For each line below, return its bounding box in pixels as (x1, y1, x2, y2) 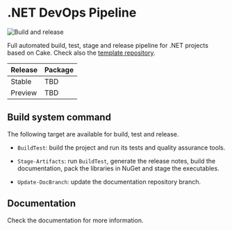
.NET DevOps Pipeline (7, 5, 137, 21)
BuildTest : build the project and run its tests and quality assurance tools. (17, 143, 226, 152)
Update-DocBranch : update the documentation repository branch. (17, 177, 201, 186)
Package (44, 64, 74, 74)
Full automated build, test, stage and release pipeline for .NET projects (7, 41, 208, 49)
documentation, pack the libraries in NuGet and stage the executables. (17, 164, 220, 172)
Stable (10, 76, 32, 86)
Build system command (7, 112, 111, 123)
